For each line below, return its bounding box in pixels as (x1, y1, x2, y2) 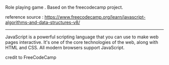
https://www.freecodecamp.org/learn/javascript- (44, 14, 146, 20)
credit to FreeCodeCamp (5, 54, 56, 60)
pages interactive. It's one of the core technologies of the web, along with (5, 39, 158, 45)
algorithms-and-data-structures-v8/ (5, 20, 80, 25)
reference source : (5, 14, 44, 20)
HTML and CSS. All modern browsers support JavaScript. (5, 45, 125, 50)
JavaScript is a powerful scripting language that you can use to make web (5, 34, 159, 40)
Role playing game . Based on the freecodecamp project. (5, 5, 123, 10)
